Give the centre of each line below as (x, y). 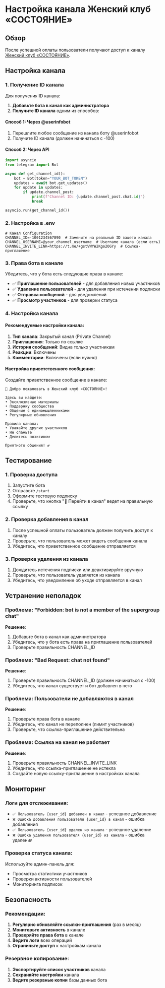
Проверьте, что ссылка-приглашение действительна (69, 729)
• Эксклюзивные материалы (32, 402)
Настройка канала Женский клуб (78, 9)
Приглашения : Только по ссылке (48, 341)
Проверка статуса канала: (39, 853)
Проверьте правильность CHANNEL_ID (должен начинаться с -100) (84, 680)
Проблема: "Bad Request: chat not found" (57, 660)
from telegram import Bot (32, 165)
